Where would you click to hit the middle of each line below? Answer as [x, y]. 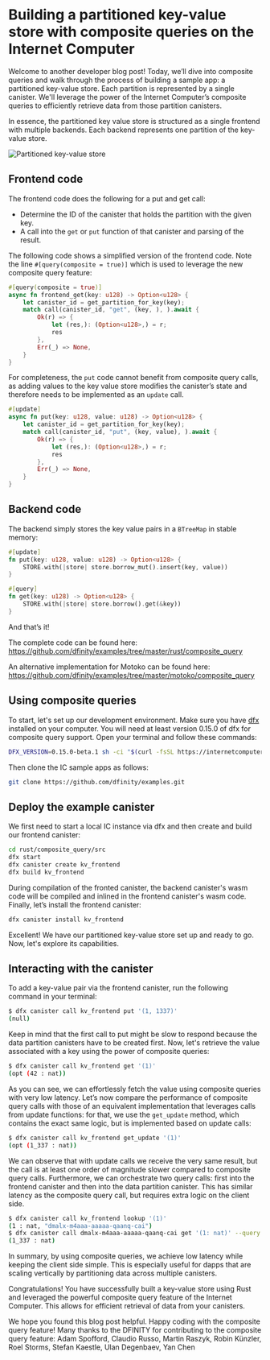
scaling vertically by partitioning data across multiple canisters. [113, 1273]
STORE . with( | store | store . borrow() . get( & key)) [102, 604]
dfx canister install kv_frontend [66, 920]
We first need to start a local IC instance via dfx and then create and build [130, 826]
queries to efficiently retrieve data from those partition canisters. [115, 105]
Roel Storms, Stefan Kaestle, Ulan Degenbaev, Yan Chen [102, 1347]
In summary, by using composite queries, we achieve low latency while [126, 1256]
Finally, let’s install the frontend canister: [75, 904]
